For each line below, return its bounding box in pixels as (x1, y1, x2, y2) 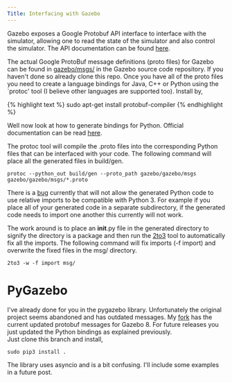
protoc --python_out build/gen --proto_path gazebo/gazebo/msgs (7, 170, 197, 177)
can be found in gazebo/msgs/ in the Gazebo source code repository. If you (7, 65, 224, 73)
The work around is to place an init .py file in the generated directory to (7, 223, 209, 232)
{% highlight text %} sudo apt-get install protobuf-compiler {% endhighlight (7, 100, 223, 108)
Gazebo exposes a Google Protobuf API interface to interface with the (7, 29, 206, 37)
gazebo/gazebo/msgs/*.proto (7, 176, 89, 183)
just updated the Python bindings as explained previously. (7, 327, 172, 336)
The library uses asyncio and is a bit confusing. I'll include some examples (7, 360, 220, 368)
